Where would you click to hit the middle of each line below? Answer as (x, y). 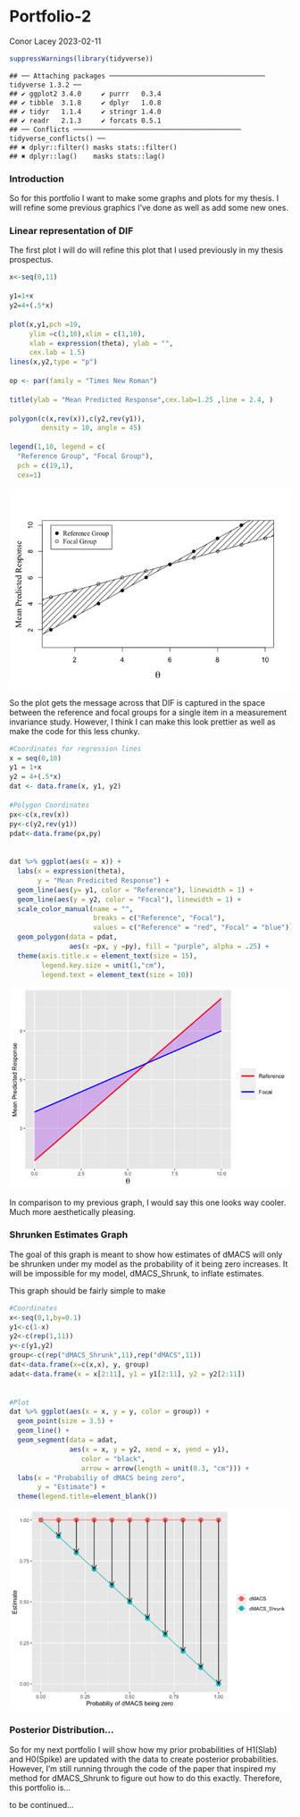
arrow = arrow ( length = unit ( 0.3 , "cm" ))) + (165, 1468)
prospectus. (31, 260)
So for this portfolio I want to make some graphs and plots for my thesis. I (144, 198)
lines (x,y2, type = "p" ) (54, 362)
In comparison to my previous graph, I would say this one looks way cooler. (148, 1202)
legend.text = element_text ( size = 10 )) (117, 975)
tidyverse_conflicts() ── (57, 138)
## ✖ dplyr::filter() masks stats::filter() (93, 147)
